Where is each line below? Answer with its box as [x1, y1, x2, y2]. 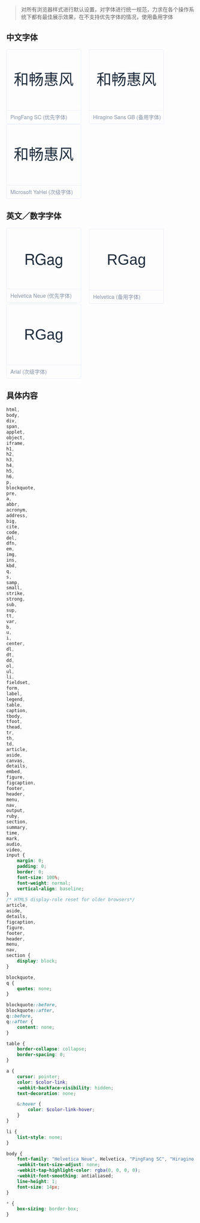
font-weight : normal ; [17, 880, 71, 886]
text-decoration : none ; [17, 1090, 77, 1097]
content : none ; [17, 1024, 55, 1030]
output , [6, 808, 26, 814]
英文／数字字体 [6, 211, 62, 221]
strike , [6, 591, 26, 597]
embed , [6, 769, 23, 775]
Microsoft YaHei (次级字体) [10, 187, 74, 196]
